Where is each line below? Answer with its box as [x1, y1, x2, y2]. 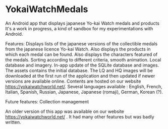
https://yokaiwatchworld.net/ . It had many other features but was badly [5, 113, 155, 119]
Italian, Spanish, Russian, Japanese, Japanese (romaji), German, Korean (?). [5, 89, 163, 95]
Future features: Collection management [5, 98, 89, 104]
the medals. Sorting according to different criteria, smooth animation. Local [5, 56, 161, 62]
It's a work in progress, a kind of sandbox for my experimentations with [5, 25, 153, 31]
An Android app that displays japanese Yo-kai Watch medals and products [5, 20, 160, 26]
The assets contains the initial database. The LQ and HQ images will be [5, 67, 153, 74]
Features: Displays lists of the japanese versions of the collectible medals [5, 40, 158, 46]
